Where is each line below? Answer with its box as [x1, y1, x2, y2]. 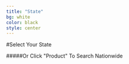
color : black [6, 19, 38, 25]
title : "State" [6, 8, 44, 15]
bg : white [6, 14, 31, 20]
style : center [6, 25, 41, 31]
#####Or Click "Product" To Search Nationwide [6, 52, 123, 59]
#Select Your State [6, 41, 52, 48]
